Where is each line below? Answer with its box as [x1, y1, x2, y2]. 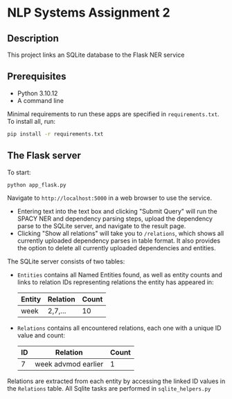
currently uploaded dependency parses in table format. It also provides [17, 236, 220, 245]
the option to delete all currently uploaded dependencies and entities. [17, 244, 216, 252]
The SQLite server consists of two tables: [7, 257, 125, 266]
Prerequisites [7, 71, 66, 82]
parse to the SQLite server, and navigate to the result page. [17, 222, 186, 230]
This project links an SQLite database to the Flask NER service [7, 50, 185, 59]
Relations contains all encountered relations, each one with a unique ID [17, 324, 222, 333]
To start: [7, 168, 31, 176]
